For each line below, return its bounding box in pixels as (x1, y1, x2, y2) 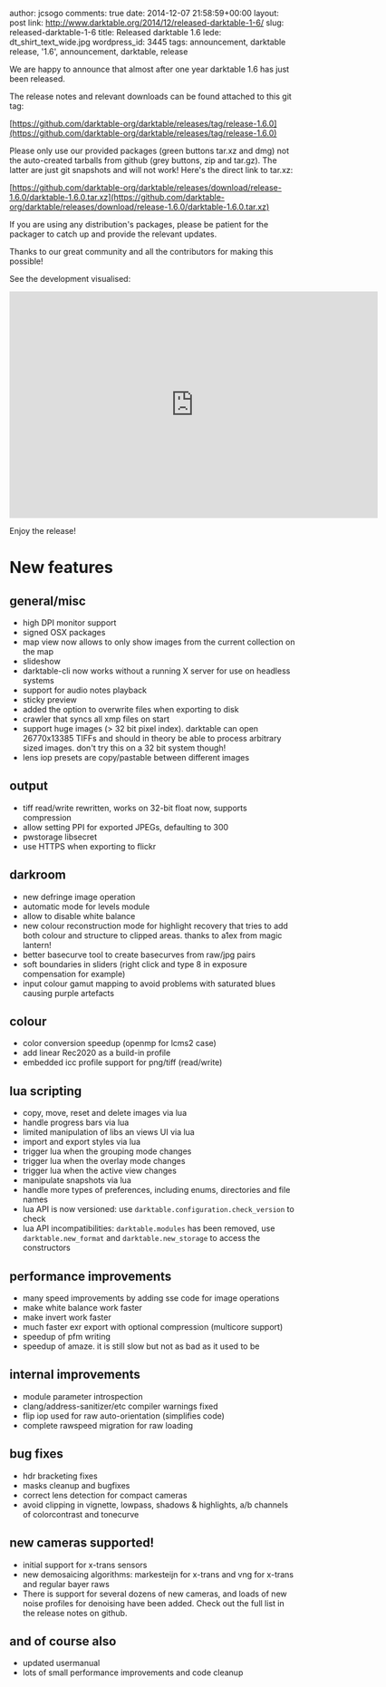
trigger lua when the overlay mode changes (22, 1156, 186, 1167)
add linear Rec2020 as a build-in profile (22, 1047, 171, 1059)
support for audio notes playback (22, 684, 148, 695)
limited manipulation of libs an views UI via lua (22, 1127, 195, 1138)
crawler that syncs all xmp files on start (22, 713, 170, 724)
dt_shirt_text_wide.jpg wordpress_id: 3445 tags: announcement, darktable (9, 36, 286, 47)
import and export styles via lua (22, 1137, 141, 1148)
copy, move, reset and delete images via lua (22, 1108, 188, 1119)
